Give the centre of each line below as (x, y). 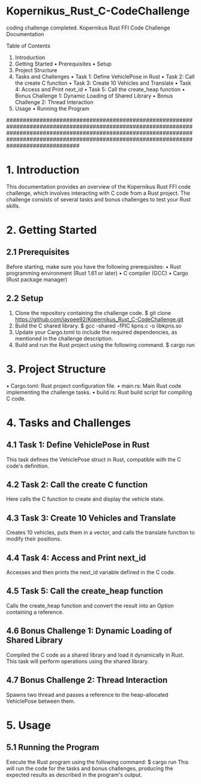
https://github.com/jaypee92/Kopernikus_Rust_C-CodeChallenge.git (99, 319)
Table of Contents (28, 46)
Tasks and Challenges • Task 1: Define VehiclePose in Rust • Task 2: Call (105, 76)
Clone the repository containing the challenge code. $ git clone (93, 313)
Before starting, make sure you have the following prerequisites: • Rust (94, 266)
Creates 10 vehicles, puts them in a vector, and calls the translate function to (100, 533)
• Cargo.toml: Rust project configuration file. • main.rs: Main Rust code (94, 385)
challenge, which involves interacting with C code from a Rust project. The (98, 193)
